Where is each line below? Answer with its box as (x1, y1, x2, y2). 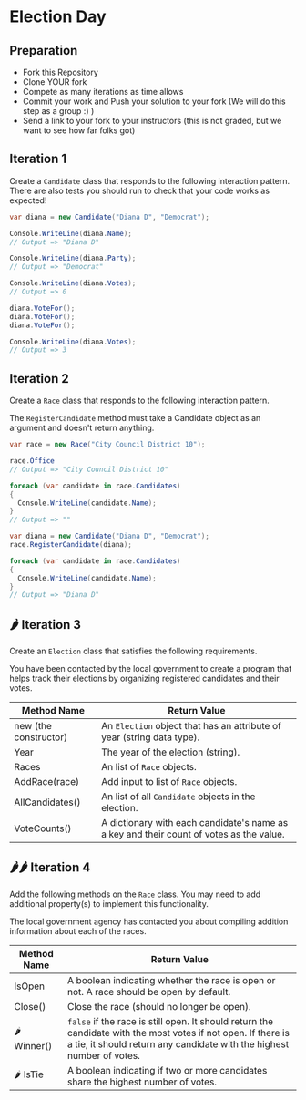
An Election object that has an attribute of (101, 720, 282, 733)
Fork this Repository (22, 67, 98, 77)
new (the (14, 720, 53, 733)
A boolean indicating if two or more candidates (66, 1064, 268, 1076)
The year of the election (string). (101, 745, 240, 758)
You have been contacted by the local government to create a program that (9, 663, 292, 674)
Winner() (14, 1040, 53, 1053)
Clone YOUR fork (22, 77, 87, 87)
